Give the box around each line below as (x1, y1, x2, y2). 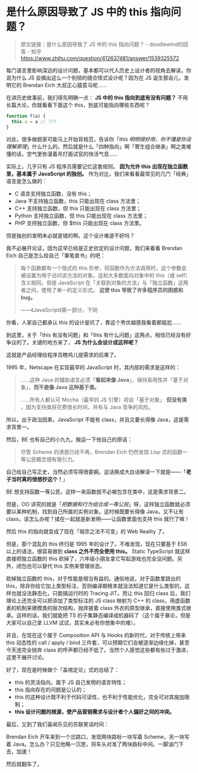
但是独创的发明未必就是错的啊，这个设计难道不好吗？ (6, 232, 135, 239)
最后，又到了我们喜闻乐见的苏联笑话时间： (6, 721, 109, 728)
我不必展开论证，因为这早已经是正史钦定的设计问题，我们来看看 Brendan (6, 244, 183, 251)
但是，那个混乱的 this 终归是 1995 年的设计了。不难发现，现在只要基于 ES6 (6, 540, 187, 548)
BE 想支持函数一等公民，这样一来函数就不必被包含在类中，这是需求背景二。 (6, 488, 189, 495)
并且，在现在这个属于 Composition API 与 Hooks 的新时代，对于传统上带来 (6, 631, 186, 639)
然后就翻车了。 (6, 760, 42, 767)
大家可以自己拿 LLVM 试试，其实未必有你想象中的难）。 (6, 619, 139, 626)
